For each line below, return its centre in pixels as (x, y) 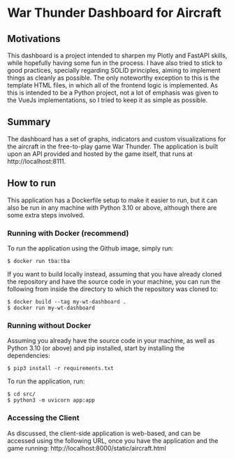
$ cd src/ (22, 394)
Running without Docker (49, 325)
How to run (32, 183)
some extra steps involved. (46, 215)
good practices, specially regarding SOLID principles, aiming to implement (114, 70)
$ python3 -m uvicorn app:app (51, 400)
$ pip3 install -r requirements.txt (60, 369)
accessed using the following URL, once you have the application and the (113, 440)
